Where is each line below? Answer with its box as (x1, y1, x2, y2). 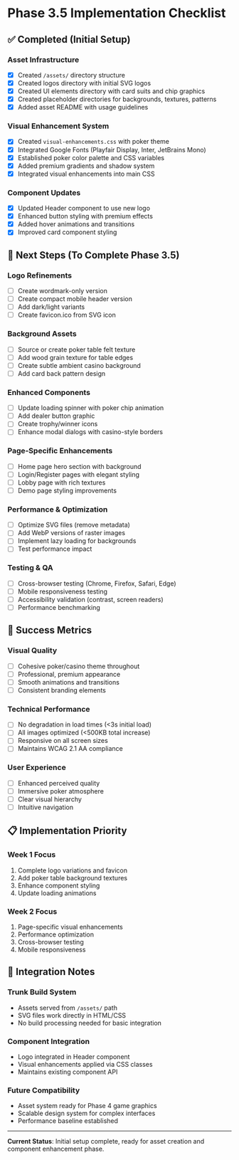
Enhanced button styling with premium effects (17, 212, 153, 221)
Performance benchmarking (17, 603, 101, 611)
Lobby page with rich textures (17, 478, 106, 487)
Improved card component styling (17, 228, 117, 236)
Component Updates (7, 187, 81, 197)
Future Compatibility (7, 1085, 80, 1095)
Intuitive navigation (17, 803, 73, 811)
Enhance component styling (17, 881, 100, 890)
